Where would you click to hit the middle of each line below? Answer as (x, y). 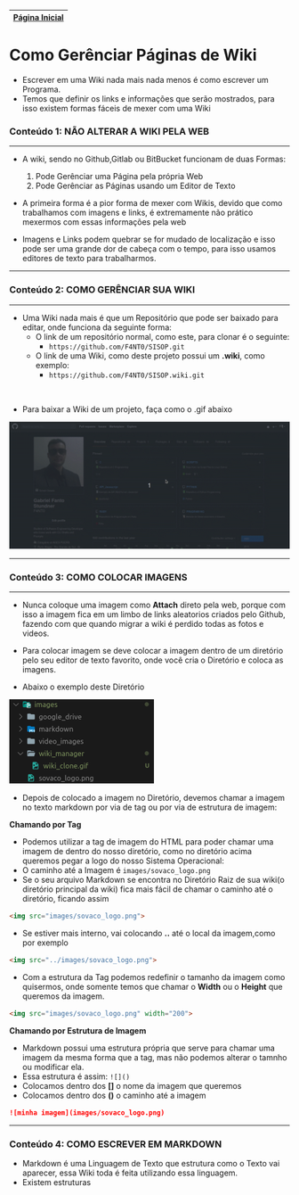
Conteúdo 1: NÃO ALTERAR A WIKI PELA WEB (109, 131)
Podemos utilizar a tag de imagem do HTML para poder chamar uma (148, 842)
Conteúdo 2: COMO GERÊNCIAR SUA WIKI (102, 290)
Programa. (41, 89)
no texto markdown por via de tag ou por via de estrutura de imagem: (149, 807)
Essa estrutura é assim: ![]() (76, 1076)
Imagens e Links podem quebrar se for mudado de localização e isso (149, 239)
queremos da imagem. (63, 996)
